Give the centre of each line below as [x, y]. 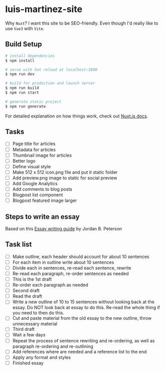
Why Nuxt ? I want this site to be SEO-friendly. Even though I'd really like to [82, 23]
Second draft [26, 291]
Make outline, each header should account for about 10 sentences [81, 257]
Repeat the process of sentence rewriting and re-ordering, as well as [84, 340]
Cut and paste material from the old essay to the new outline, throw [82, 318]
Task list [19, 244]
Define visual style [32, 166]
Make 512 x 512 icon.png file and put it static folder [65, 172]
